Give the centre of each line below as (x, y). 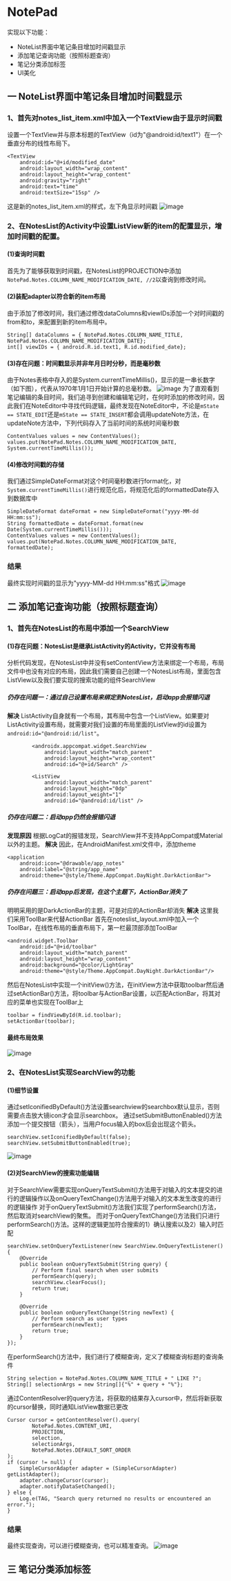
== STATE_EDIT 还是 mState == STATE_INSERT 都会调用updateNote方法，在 (108, 414)
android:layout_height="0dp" (86, 789)
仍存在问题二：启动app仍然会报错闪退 (61, 816)
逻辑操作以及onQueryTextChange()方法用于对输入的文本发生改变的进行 (120, 1198)
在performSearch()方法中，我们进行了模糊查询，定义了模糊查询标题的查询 (112, 1356)
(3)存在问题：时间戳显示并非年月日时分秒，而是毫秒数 (84, 363)
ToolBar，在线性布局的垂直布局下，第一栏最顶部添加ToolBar (92, 928)
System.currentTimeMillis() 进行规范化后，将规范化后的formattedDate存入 (113, 490)
